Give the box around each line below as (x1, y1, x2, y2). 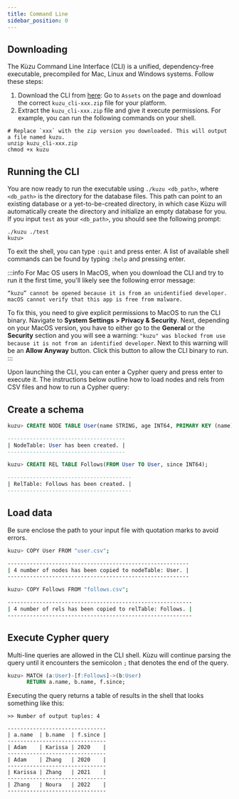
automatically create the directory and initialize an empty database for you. (7, 207, 228, 216)
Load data (7, 507, 53, 519)
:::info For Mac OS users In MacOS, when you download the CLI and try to (7, 268, 224, 277)
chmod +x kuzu (7, 147, 50, 154)
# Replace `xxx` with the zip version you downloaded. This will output (7, 127, 228, 135)
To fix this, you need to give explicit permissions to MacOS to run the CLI (7, 309, 221, 317)
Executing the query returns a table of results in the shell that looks (7, 692, 204, 700)
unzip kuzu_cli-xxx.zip (7, 140, 78, 147)
